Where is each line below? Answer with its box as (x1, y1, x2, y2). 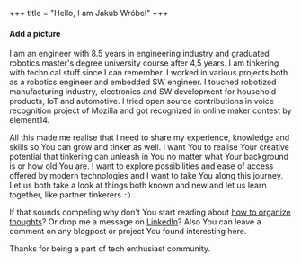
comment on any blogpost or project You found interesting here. (9, 226, 247, 237)
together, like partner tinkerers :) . (9, 189, 137, 200)
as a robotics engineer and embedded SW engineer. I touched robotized (9, 76, 277, 88)
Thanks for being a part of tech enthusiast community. (9, 243, 211, 254)
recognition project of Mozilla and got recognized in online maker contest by (9, 105, 292, 116)
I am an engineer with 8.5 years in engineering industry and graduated (9, 48, 270, 59)
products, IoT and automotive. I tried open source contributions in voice (9, 96, 274, 107)
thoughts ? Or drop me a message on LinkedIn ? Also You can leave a (9, 216, 262, 227)
